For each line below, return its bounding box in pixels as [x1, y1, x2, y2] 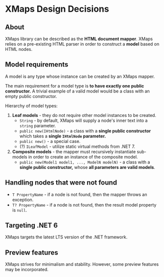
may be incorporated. [5, 267, 49, 273]
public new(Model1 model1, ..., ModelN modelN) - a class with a [19, 159, 150, 165]
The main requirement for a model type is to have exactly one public [5, 83, 144, 89]
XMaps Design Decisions [5, 3, 109, 15]
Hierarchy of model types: [5, 103, 58, 109]
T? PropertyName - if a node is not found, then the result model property [12, 202, 157, 208]
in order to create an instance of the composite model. [28, 154, 138, 160]
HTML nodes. [5, 46, 33, 52]
